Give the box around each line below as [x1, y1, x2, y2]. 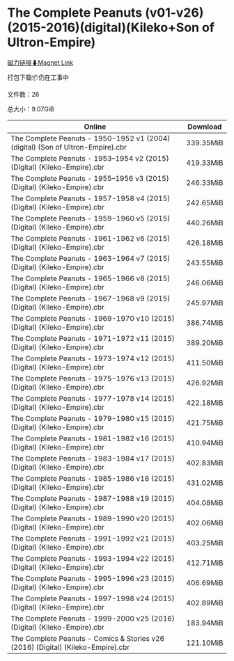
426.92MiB [186, 378, 224, 388]
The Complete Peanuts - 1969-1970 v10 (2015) [10, 313, 175, 323]
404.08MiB [186, 497, 224, 507]
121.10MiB [186, 638, 224, 648]
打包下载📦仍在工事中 [7, 73, 70, 81]
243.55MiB [186, 257, 224, 267]
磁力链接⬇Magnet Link [7, 58, 74, 67]
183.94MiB [186, 618, 224, 628]
